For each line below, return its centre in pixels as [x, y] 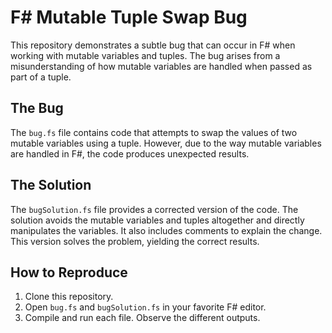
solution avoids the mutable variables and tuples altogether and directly [157, 220]
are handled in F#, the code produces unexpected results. [130, 153]
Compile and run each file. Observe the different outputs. [142, 318]
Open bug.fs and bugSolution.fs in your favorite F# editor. [145, 307]
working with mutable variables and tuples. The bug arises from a [145, 55]
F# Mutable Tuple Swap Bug [129, 17]
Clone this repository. [69, 297]
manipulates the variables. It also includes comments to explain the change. [166, 230]
